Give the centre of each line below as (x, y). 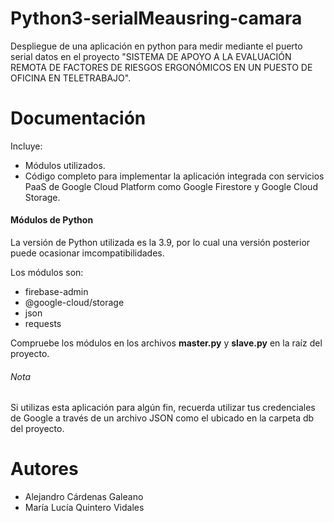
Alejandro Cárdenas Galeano (84, 497)
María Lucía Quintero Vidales (84, 508)
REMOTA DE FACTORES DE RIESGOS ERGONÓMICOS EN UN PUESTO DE (161, 67)
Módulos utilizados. (65, 165)
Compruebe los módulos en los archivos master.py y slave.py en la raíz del (166, 343)
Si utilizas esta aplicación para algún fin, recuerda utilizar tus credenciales (163, 408)
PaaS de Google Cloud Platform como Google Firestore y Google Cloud (171, 186)
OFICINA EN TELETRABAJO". (71, 78)
